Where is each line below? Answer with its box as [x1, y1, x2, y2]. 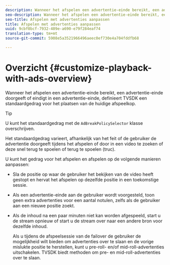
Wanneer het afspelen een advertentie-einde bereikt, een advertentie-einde [5, 89, 163, 95]
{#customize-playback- [50, 62, 152, 74]
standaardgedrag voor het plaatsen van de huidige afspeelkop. [5, 100, 137, 107]
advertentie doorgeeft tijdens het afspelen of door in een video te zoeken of [5, 141, 163, 147]
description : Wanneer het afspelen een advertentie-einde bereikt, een [5, 7, 159, 13]
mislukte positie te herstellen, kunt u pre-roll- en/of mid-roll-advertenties [12, 244, 164, 250]
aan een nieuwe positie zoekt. [12, 203, 75, 209]
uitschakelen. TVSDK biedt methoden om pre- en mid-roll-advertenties [12, 249, 161, 255]
